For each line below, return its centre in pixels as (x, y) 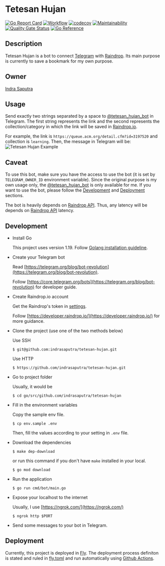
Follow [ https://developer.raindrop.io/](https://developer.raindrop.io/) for (86, 316)
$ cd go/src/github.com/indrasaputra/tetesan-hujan (67, 396)
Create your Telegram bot (39, 257)
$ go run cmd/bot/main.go (39, 488)
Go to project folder (32, 377)
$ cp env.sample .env (34, 424)
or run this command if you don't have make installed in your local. (79, 461)
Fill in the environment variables (45, 405)
